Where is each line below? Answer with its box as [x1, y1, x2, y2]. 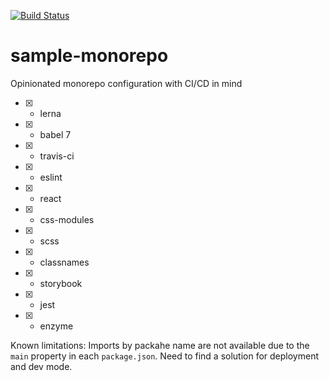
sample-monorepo [10, 45, 169, 67]
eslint [39, 171, 63, 183]
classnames [39, 256, 90, 268]
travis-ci [39, 150, 75, 162]
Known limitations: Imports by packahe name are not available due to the [10, 339, 310, 351]
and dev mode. [10, 360, 73, 372]
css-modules [39, 213, 95, 225]
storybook [39, 277, 83, 289]
